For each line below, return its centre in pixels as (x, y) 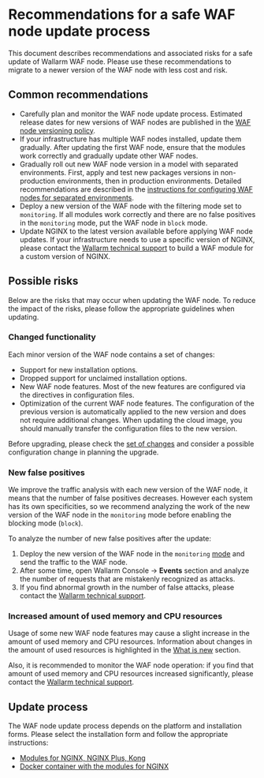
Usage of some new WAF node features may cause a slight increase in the (129, 634)
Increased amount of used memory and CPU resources (115, 616)
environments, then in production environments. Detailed (149, 181)
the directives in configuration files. (77, 395)
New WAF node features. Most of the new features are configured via (132, 386)
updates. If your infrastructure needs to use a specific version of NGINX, (137, 239)
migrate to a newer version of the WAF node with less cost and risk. (118, 69)
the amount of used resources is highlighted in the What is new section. (125, 650)
